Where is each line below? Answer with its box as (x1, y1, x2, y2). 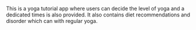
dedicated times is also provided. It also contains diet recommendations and (6, 11, 191, 18)
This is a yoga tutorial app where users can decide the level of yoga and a (6, 5, 185, 12)
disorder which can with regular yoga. (6, 18, 98, 24)
